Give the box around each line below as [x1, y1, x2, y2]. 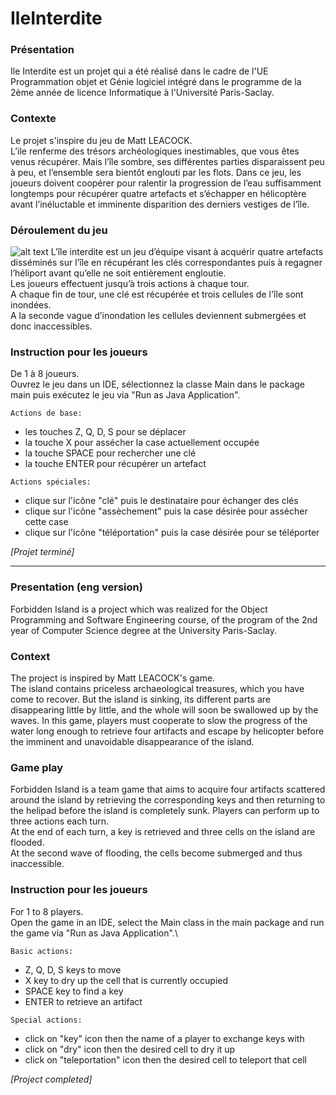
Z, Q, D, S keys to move [24, 963, 122, 976]
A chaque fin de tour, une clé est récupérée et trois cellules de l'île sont [10, 288, 304, 301]
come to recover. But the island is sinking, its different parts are [10, 693, 271, 705]
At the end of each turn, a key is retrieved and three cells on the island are [10, 826, 316, 838]
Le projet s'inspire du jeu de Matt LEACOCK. [10, 134, 193, 146]
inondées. [10, 299, 52, 311]
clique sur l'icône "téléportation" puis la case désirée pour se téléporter [24, 527, 320, 539]
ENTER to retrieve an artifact [24, 995, 143, 1007]
